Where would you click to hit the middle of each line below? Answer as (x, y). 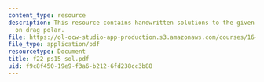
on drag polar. (40, 30)
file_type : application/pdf (54, 45)
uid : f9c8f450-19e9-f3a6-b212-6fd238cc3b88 (81, 66)
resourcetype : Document (47, 52)
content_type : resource (47, 15)
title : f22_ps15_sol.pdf (49, 59)
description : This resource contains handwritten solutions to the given (132, 23)
